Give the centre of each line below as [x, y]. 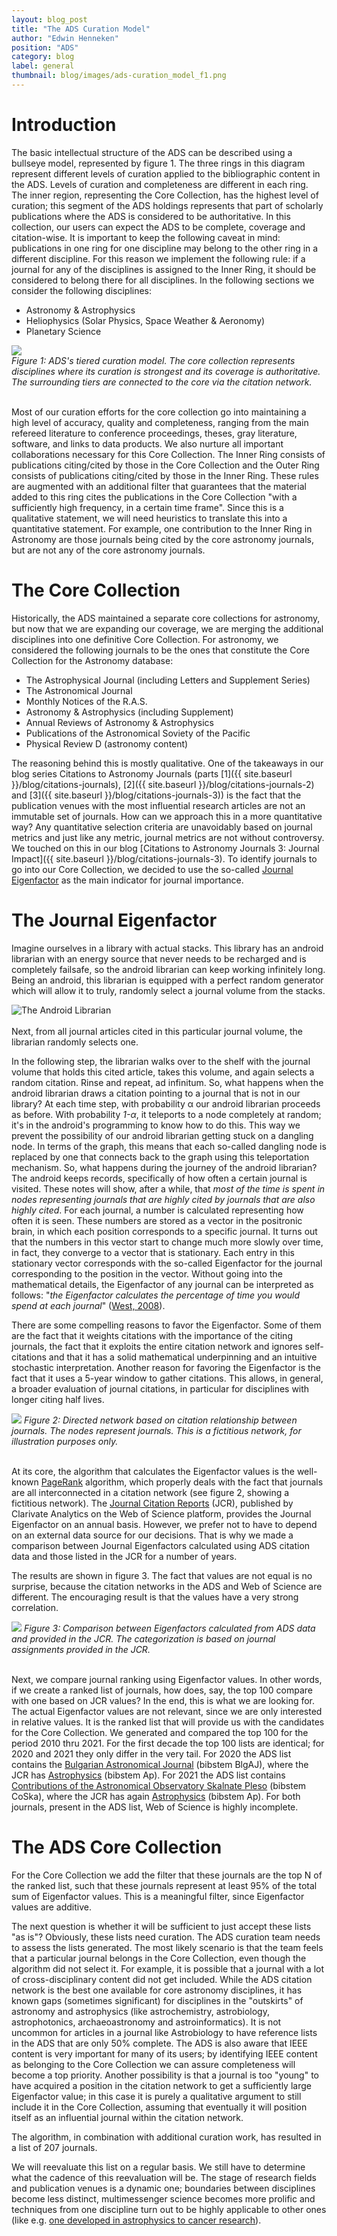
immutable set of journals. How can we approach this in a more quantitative [167, 816]
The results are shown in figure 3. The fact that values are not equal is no [162, 1575]
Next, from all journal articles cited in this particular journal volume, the [157, 1031]
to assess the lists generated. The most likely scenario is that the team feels [167, 1947]
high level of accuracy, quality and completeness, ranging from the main [160, 422]
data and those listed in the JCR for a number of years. [124, 1556]
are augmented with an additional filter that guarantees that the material [159, 486]
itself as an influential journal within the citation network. [127, 2117]
